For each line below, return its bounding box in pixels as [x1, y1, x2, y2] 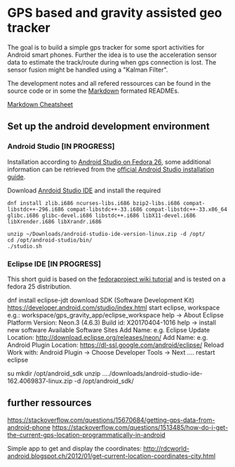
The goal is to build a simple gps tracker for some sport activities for [7, 43, 205, 51]
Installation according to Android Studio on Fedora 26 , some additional [7, 157, 211, 166]
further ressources [7, 397, 92, 409]
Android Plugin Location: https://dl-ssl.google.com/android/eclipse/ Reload [7, 341, 224, 349]
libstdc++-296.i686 [7, 206, 65, 213]
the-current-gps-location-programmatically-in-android [7, 430, 166, 439]
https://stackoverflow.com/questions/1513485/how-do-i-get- [52, 423, 229, 431]
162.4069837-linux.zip [7, 376, 73, 385]
